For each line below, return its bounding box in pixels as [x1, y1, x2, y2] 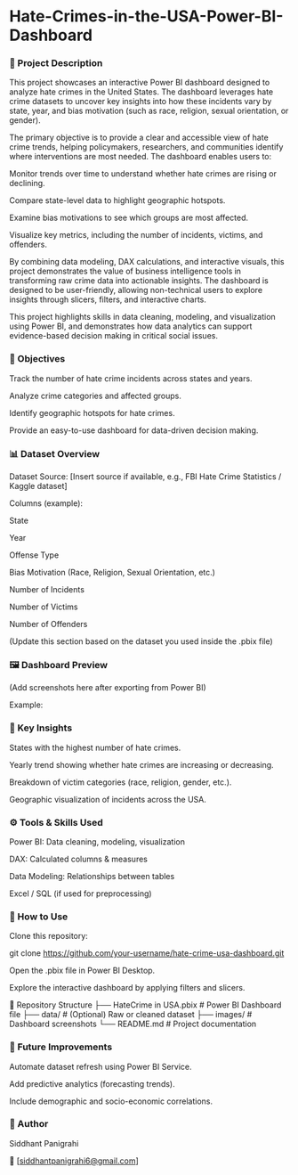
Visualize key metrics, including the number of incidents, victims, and [9, 230, 263, 241]
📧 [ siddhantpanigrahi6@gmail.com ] [9, 1155, 140, 1166]
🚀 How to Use [9, 910, 68, 923]
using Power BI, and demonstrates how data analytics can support [9, 321, 253, 331]
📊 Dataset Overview [9, 447, 101, 460]
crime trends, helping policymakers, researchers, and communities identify [9, 142, 284, 152]
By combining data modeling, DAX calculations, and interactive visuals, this [9, 257, 285, 267]
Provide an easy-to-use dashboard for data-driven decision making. [9, 425, 259, 436]
